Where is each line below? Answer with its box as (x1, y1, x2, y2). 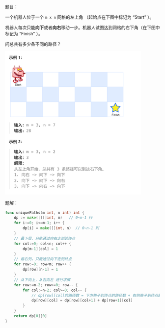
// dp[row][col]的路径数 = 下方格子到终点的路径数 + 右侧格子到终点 (31, 293, 158, 298)
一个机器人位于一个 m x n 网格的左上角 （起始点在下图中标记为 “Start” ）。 (5, 14, 154, 20)
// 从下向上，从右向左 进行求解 (14, 277, 70, 282)
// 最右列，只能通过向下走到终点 (14, 256, 72, 262)
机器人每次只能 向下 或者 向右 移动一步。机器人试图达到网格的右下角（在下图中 (5, 25, 160, 30)
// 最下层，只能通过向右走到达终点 (14, 236, 76, 241)
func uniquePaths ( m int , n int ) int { (5, 210, 84, 215)
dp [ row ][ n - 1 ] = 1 (23, 267, 58, 272)
